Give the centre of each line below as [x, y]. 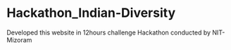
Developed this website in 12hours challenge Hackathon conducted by [109, 32]
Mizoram [19, 39]
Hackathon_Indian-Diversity [91, 13]
